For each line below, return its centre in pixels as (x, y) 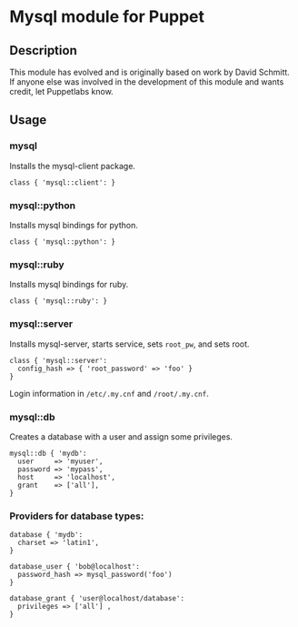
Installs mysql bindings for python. (74, 225)
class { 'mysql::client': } (63, 182)
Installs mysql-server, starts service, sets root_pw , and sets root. (129, 344)
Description (43, 51)
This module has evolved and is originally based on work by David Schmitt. (150, 72)
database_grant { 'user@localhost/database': (97, 599)
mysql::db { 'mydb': (49, 453)
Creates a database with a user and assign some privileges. (121, 436)
